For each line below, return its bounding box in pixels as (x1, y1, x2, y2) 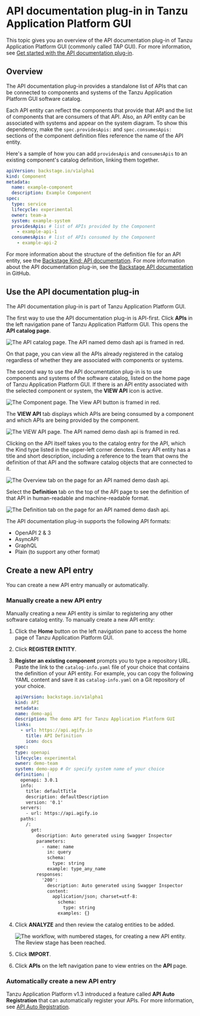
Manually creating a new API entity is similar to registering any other (6, 610, 173, 617)
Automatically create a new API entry (6, 977, 116, 985)
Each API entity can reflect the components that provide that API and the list (6, 106, 193, 114)
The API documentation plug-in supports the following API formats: (6, 517, 171, 524)
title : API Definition (26, 733, 82, 739)
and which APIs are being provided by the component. (6, 416, 140, 424)
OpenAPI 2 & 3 (14, 529, 51, 536)
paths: (20, 816, 37, 822)
